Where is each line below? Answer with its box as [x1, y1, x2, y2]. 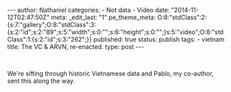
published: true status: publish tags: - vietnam [93, 35, 225, 44]
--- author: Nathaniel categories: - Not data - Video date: [7, 6, 170, 14]
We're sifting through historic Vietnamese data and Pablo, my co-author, [7, 69, 214, 77]
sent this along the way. [7, 77, 75, 85]
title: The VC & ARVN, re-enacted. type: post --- [7, 43, 144, 50]
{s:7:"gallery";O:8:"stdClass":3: [7, 21, 96, 28]
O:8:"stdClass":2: [157, 13, 207, 21]
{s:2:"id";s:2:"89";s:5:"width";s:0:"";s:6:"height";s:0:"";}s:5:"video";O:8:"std [7, 28, 224, 36]
